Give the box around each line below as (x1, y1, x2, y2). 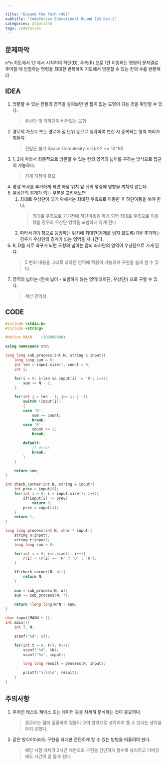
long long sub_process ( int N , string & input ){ (5, 353, 106, 358)
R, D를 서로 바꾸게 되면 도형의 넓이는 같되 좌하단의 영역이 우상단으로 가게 (12, 242, 154, 248)
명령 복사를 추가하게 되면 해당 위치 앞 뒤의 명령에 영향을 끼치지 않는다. (12, 183, 148, 189)
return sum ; (14, 468, 39, 473)
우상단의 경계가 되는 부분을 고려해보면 (12, 190, 86, 196)
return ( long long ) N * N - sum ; (14, 602, 77, 607)
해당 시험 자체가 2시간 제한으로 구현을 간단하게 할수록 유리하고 (24, 747, 146, 753)
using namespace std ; (5, 344, 50, 349)
